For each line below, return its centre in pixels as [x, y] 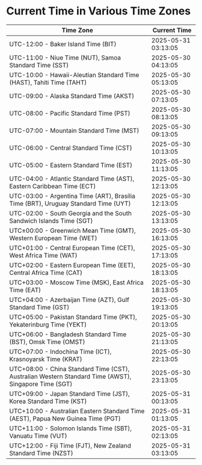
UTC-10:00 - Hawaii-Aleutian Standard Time [74, 75]
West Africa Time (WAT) [44, 255]
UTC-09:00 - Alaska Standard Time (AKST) [72, 96]
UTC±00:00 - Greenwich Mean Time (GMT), [73, 230]
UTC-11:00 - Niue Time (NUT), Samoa [65, 57]
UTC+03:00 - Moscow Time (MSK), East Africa [77, 282]
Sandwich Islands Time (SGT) [51, 221]
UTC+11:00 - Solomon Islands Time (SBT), [71, 428]
